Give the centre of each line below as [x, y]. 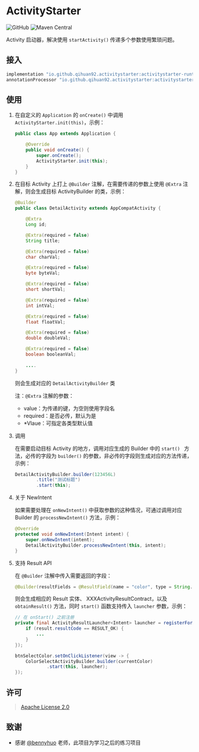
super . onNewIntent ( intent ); [60, 540]
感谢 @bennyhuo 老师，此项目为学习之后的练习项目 [78, 743]
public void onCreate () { [58, 150]
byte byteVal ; [43, 273]
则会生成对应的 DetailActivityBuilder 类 [65, 383]
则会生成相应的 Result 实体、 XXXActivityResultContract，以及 [91, 599]
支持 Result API [33, 563]
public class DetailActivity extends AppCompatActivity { [88, 208]
